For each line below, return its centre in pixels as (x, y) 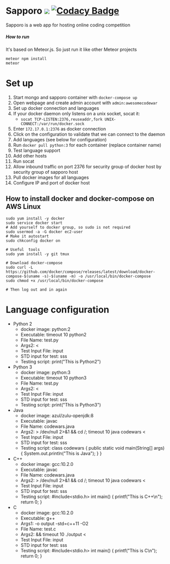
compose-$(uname (23, 276)
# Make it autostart (28, 236)
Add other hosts (30, 155)
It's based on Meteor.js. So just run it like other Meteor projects (71, 49)
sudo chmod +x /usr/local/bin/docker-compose (54, 280)
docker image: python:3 (46, 372)
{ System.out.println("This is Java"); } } (61, 453)
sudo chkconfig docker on (33, 241)
